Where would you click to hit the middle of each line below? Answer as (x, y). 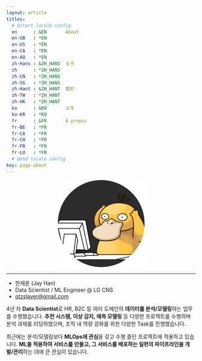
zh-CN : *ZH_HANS (36, 76)
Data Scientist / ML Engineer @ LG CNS (64, 290)
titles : (16, 19)
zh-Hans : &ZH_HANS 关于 (43, 63)
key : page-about (26, 165)
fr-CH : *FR (29, 140)
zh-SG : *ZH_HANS (36, 83)
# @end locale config (39, 159)
